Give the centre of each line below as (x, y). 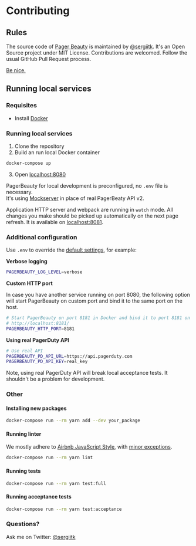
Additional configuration (42, 237)
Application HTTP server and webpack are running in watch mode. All (89, 209)
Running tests (23, 471)
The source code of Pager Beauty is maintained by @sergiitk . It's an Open (96, 46)
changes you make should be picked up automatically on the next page (92, 216)
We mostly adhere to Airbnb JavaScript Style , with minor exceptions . (89, 447)
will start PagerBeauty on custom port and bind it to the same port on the (94, 301)
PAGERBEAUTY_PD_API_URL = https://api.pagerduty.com (69, 356)
